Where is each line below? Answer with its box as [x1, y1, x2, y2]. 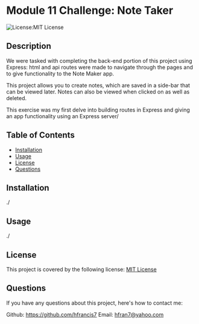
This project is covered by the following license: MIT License [6, 266, 157, 273]
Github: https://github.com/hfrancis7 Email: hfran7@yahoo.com [6, 311, 164, 318]
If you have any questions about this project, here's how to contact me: [6, 299, 183, 307]
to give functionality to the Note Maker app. [6, 70, 115, 77]
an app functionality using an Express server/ [6, 112, 119, 119]
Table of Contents [6, 130, 75, 141]
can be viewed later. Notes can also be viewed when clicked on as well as [6, 88, 190, 95]
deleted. [6, 94, 27, 101]
